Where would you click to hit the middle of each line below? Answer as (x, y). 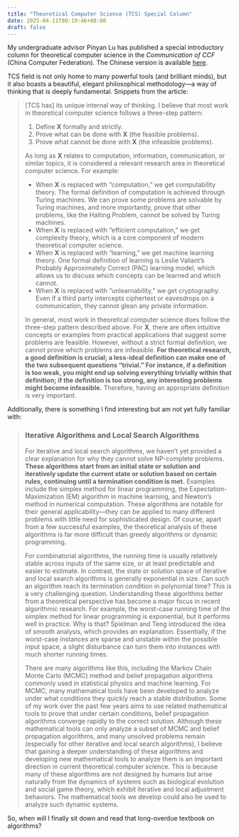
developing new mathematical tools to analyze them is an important (123, 759)
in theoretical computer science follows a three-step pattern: (114, 113)
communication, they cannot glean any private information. (122, 306)
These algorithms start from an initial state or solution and (112, 466)
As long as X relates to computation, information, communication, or (125, 156)
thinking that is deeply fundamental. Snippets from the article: (98, 92)
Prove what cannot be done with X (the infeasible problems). (124, 142)
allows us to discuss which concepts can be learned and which (128, 276)
